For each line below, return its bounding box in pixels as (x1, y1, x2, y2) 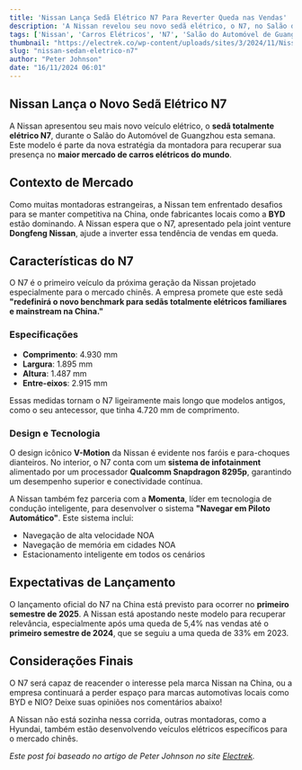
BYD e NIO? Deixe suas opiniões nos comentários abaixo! (9, 696, 223, 707)
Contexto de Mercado (9, 175, 134, 190)
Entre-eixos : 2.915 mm (22, 377, 108, 388)
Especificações (9, 329, 79, 341)
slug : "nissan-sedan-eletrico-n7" (9, 47, 139, 56)
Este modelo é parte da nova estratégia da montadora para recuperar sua (9, 139, 281, 150)
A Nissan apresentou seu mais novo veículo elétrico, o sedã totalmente (9, 120, 275, 131)
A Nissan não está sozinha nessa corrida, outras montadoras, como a (9, 713, 267, 724)
